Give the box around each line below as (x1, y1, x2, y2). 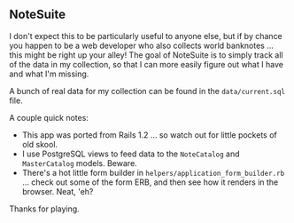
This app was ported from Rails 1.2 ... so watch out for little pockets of (21, 129, 277, 140)
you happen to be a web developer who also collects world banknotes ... (9, 40, 275, 51)
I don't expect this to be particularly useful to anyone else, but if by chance (9, 30, 283, 41)
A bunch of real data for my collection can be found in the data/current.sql (9, 85, 286, 96)
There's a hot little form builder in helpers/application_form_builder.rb (21, 167, 285, 178)
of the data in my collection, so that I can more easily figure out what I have (9, 59, 283, 69)
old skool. (21, 139, 58, 149)
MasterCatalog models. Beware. (21, 157, 137, 168)
